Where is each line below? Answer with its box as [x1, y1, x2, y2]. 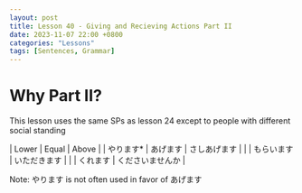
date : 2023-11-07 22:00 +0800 [9, 30, 124, 39]
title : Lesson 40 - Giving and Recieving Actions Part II [9, 22, 232, 31]
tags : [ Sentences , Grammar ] [9, 47, 116, 56]
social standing [9, 125, 66, 136]
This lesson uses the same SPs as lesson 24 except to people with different [9, 115, 291, 126]
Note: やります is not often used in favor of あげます [9, 174, 203, 185]
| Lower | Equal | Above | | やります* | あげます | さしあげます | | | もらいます [9, 143, 294, 154]
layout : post [9, 13, 59, 23]
